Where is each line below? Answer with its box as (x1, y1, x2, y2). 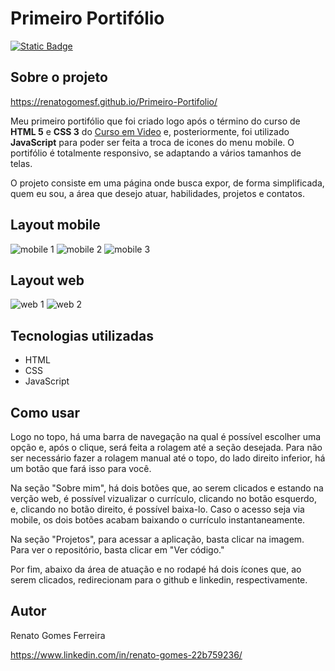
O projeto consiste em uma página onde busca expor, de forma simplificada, (10, 177, 325, 189)
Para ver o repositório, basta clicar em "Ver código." (10, 544, 225, 556)
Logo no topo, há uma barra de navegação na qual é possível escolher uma (10, 431, 322, 442)
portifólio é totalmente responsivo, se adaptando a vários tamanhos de (10, 147, 302, 159)
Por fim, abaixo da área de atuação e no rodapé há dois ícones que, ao (10, 563, 302, 575)
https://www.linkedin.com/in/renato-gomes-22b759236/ (10, 648, 243, 661)
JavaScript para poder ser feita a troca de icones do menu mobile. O (10, 136, 295, 148)
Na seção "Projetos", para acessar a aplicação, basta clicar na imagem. (10, 533, 305, 545)
